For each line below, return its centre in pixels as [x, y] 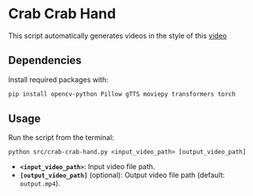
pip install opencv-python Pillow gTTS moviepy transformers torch [122, 94]
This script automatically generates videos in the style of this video [118, 36]
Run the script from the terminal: [61, 138]
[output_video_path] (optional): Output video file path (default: [122, 175]
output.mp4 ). [40, 183]
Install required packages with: [58, 79]
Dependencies [45, 60]
